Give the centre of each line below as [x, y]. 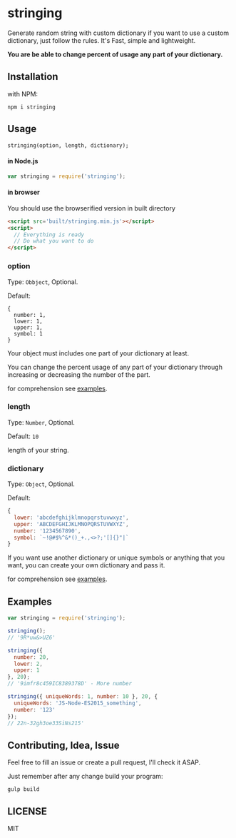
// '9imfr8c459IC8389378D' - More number [70, 684]
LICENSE [27, 811]
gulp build [24, 789]
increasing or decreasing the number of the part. [79, 374]
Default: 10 [23, 436]
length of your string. [38, 450]
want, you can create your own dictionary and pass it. [86, 565]
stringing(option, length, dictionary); [68, 145]
